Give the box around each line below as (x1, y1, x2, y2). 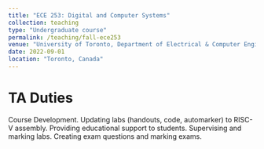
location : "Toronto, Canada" (8, 56, 104, 64)
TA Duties (8, 89, 73, 107)
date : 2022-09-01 (8, 48, 65, 56)
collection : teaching (8, 19, 79, 27)
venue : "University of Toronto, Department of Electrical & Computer (8, 41, 241, 49)
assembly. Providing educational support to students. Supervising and (14, 123, 242, 133)
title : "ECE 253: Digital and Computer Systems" (8, 11, 170, 20)
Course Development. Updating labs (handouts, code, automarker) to (8, 114, 233, 124)
